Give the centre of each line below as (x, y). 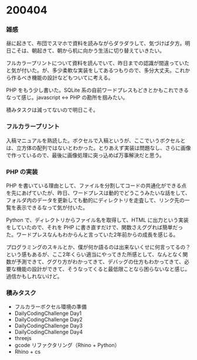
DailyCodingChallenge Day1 (48, 313)
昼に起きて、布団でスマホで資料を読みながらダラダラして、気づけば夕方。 (96, 43)
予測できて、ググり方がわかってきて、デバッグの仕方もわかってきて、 (100, 262)
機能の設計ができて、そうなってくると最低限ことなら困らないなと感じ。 (103, 269)
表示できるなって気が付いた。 (52, 208)
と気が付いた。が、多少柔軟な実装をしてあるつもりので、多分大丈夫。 (90, 70)
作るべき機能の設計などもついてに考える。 (62, 78)
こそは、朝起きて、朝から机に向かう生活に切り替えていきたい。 (88, 51)
